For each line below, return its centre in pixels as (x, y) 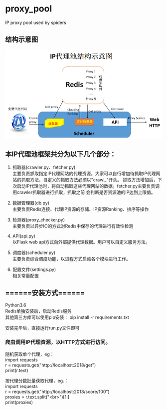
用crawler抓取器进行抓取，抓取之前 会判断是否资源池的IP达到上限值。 (84, 192)
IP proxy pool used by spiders (36, 22)
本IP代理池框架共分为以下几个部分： (61, 154)
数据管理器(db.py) (31, 202)
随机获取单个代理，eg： (30, 354)
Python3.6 (16, 305)
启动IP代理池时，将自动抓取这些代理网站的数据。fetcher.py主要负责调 (88, 186)
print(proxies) (19, 402)
